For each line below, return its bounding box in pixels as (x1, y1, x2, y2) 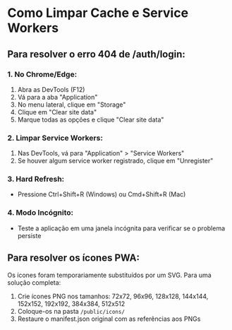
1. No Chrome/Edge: (7, 69, 78, 79)
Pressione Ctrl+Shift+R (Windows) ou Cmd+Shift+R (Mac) (17, 190, 186, 199)
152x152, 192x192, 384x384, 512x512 (17, 299, 126, 308)
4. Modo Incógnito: (7, 208, 74, 218)
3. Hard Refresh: (7, 175, 65, 184)
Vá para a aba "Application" (17, 93, 98, 101)
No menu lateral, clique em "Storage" (17, 100, 126, 109)
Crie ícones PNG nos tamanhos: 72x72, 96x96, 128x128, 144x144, (17, 292, 209, 300)
